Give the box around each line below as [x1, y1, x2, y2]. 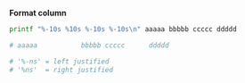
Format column [9, 8, 67, 18]
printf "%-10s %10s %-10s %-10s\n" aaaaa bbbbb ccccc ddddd [9, 25, 238, 34]
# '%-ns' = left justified [9, 57, 110, 66]
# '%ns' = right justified [9, 65, 114, 74]
